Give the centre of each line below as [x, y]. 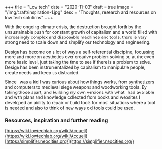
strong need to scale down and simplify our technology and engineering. [78, 42]
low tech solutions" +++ [29, 17]
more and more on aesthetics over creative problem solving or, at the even [80, 57]
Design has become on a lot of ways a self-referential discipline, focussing [80, 52]
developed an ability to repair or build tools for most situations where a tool [80, 102]
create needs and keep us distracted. [42, 72]
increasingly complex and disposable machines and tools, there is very [76, 37]
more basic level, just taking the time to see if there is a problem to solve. [78, 62]
